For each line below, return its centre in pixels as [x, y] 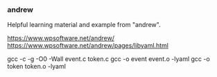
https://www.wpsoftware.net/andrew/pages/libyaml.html [88, 46]
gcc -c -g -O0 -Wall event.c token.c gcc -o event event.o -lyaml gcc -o [108, 59]
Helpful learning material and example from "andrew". [84, 25]
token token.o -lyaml [36, 67]
